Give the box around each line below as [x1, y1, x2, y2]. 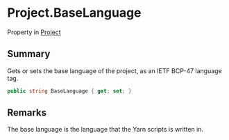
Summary [7, 48, 51, 60]
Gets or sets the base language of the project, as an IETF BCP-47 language [7, 66, 222, 75]
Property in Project [7, 28, 61, 36]
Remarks [7, 107, 47, 119]
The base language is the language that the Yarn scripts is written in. [7, 125, 203, 134]
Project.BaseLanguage [7, 5, 142, 21]
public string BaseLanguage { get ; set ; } [7, 87, 132, 95]
